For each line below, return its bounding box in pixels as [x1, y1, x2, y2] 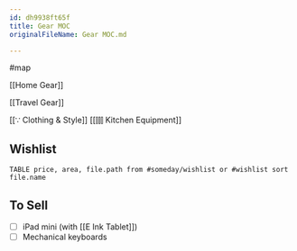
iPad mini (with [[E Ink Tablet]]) [22, 221, 138, 232]
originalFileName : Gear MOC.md [9, 30, 127, 39]
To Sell [9, 197, 48, 212]
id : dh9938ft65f [9, 13, 70, 22]
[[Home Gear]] [9, 80, 64, 91]
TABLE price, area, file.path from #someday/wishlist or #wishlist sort [9, 166, 289, 175]
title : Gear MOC [9, 22, 70, 31]
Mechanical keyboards [22, 231, 107, 243]
